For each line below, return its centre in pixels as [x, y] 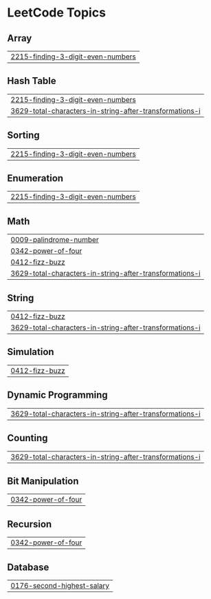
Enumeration [35, 178]
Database [28, 567]
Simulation [31, 352]
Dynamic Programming [57, 395]
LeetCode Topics [57, 13]
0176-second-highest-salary [60, 585]
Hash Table [32, 81]
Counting [27, 438]
